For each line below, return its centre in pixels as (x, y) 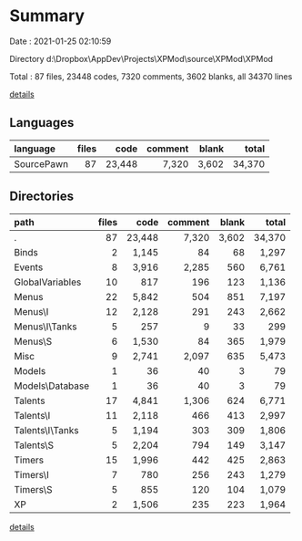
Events (29, 267)
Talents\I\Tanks (46, 430)
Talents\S (34, 445)
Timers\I (32, 474)
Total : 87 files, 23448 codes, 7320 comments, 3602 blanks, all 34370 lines (151, 76)
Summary (47, 16)
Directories (42, 197)
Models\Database (52, 386)
